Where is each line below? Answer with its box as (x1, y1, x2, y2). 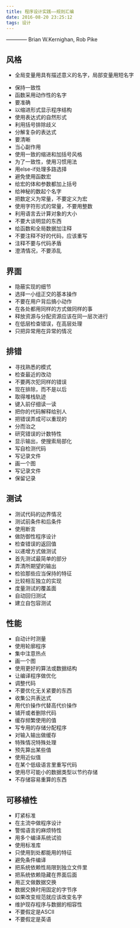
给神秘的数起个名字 (14, 188, 62, 195)
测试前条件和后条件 (14, 518, 62, 525)
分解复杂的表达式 (14, 129, 57, 136)
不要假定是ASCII (14, 908, 55, 916)
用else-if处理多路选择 (14, 165, 67, 173)
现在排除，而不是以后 (14, 385, 67, 393)
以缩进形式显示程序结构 (14, 106, 72, 113)
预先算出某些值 (14, 747, 51, 754)
